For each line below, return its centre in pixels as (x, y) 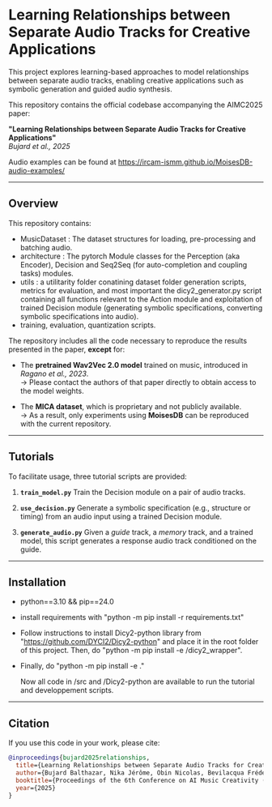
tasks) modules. (47, 273)
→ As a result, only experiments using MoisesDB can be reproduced (134, 415)
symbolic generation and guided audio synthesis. (90, 89)
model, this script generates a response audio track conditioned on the (138, 540)
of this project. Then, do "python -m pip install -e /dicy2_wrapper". (131, 651)
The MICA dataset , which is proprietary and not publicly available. (131, 406)
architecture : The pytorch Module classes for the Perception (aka (130, 256)
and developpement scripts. (67, 690)
